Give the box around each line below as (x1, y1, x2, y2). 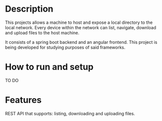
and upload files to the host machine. (5, 30, 79, 35)
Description (5, 3, 54, 15)
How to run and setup (5, 62, 94, 72)
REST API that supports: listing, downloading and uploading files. (5, 110, 135, 116)
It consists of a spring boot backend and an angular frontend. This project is (5, 39, 158, 45)
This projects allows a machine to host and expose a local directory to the (5, 19, 153, 25)
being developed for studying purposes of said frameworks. (5, 44, 126, 50)
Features (5, 95, 42, 105)
